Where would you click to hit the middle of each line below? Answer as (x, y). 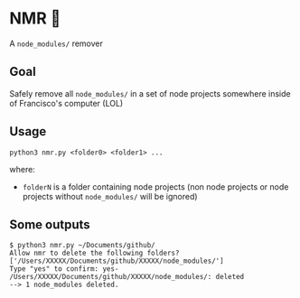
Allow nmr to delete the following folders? (94, 253)
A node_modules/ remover (56, 43)
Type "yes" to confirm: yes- (64, 269)
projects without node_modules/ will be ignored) (110, 196)
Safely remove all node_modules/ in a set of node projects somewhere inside (150, 93)
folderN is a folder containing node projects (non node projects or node (155, 186)
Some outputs (50, 224)
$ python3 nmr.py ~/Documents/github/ (82, 246)
